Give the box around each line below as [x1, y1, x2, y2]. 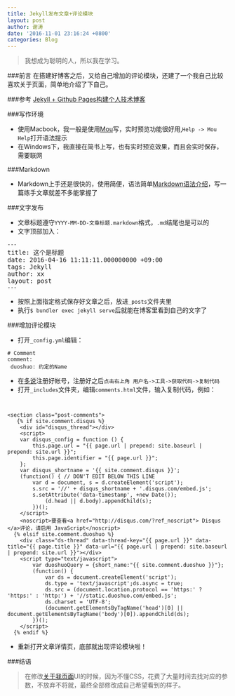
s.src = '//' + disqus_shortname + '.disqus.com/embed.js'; [32, 486, 212, 493]
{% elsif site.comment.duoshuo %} [13, 531, 114, 538]
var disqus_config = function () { [20, 436, 124, 443]
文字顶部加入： [17, 227, 61, 236]
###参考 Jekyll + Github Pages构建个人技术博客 [7, 95, 146, 104]
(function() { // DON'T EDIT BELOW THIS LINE [20, 473, 156, 481]
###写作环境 [7, 110, 44, 119]
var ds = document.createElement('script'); [44, 574, 177, 581]
